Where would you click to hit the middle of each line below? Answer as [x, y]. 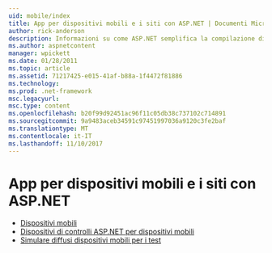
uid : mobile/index [39, 16]
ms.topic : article [39, 69]
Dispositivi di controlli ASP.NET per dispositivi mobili [107, 232]
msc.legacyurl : [34, 99]
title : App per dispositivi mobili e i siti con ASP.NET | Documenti [128, 23]
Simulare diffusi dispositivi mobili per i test [91, 240]
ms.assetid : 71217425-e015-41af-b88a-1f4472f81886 [96, 76]
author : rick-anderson [47, 31]
